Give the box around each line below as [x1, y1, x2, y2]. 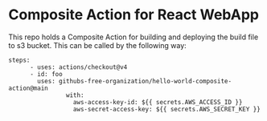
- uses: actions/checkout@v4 [29, 63, 128, 71]
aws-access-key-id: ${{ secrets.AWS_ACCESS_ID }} [72, 98, 243, 106]
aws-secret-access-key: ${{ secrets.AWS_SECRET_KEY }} [72, 105, 261, 113]
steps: [8, 56, 31, 64]
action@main [8, 84, 48, 92]
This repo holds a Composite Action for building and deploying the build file [8, 32, 259, 42]
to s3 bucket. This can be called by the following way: [8, 40, 187, 50]
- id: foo [29, 70, 63, 78]
